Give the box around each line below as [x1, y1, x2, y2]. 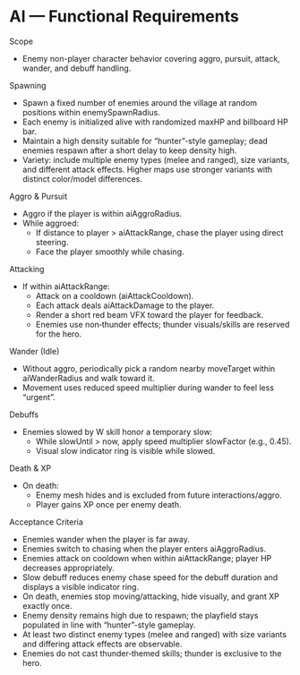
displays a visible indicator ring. [21, 581, 140, 592]
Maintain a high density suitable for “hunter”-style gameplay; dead [21, 135, 269, 146]
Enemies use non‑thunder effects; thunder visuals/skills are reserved [35, 319, 290, 329]
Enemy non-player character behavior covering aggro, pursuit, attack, [21, 53, 280, 64]
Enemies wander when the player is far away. [21, 534, 190, 544]
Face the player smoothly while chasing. [35, 246, 185, 257]
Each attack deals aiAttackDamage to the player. [35, 300, 215, 311]
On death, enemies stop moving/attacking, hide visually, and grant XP [21, 591, 279, 602]
